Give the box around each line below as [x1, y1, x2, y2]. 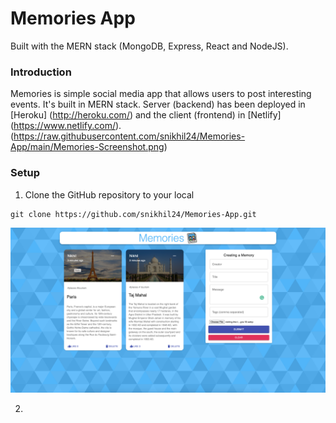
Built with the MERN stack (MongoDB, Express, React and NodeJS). [10, 40, 289, 52]
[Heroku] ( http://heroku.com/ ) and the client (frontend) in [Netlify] [10, 109, 282, 121]
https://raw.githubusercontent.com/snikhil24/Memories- [13, 130, 246, 142]
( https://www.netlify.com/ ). [10, 120, 122, 132]
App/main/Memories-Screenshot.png [10, 141, 165, 153]
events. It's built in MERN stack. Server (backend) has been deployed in [10, 98, 306, 111]
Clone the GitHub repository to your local [24, 188, 195, 201]
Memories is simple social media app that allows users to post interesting [10, 88, 312, 100]
